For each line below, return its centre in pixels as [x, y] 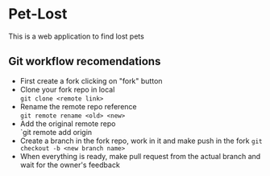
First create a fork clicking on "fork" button [91, 80]
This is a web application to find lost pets [77, 36]
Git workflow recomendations [85, 61]
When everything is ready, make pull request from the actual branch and [140, 156]
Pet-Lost [38, 14]
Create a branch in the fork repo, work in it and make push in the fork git [141, 141]
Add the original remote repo [68, 123]
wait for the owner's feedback [70, 165]
